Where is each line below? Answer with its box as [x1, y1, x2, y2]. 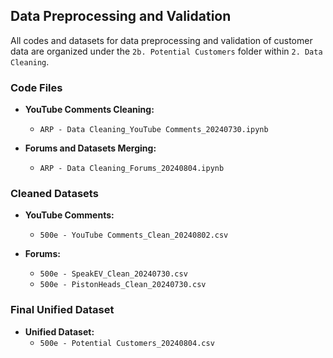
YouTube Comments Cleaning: [24, 104, 155, 116]
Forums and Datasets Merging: [24, 142, 157, 154]
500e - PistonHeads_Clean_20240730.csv [39, 280, 207, 290]
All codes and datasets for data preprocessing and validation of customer [10, 34, 313, 46]
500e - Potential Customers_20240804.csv [39, 338, 215, 348]
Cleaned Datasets [10, 187, 99, 201]
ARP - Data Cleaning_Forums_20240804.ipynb [39, 164, 225, 174]
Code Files [10, 80, 63, 94]
